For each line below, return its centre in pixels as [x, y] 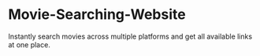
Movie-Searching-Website [97, 15]
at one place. [30, 44]
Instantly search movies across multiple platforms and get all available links [130, 36]
